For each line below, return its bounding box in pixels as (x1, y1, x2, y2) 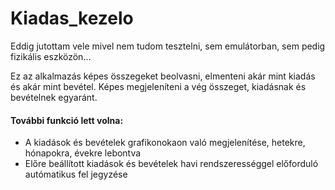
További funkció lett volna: (10, 114, 124, 126)
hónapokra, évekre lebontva (24, 147, 142, 159)
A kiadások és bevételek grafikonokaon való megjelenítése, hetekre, (24, 137, 306, 149)
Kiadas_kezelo (10, 7, 134, 30)
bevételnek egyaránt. (10, 91, 98, 103)
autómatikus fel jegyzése (24, 168, 128, 181)
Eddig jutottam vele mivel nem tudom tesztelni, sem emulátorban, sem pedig (10, 40, 326, 52)
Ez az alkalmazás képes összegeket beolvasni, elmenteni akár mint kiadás (10, 70, 316, 82)
